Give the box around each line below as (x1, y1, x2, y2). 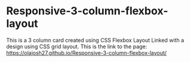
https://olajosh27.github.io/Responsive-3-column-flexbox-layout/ (6, 49, 167, 56)
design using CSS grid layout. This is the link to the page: (6, 43, 147, 50)
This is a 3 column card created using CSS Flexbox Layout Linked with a (6, 36, 185, 44)
